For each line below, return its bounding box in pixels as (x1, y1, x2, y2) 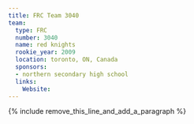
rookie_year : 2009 (15, 48, 76, 56)
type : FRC (15, 26, 47, 34)
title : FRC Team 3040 (8, 11, 80, 20)
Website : (22, 85, 51, 93)
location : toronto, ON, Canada (15, 56, 118, 64)
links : (15, 77, 37, 85)
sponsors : (15, 63, 47, 71)
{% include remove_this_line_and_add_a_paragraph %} (8, 107, 187, 116)
